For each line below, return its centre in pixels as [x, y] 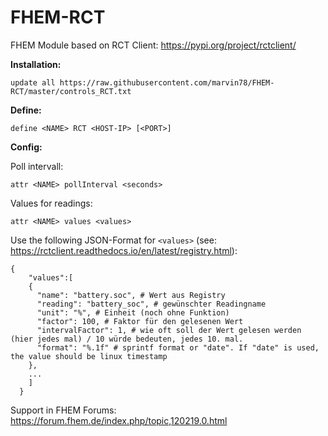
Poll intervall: [37, 166]
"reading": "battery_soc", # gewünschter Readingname [151, 304]
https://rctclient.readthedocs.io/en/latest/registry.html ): [124, 250]
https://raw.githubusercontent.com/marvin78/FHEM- [167, 82]
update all [33, 82]
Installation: [36, 64]
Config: [26, 147]
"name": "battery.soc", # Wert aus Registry [131, 295]
